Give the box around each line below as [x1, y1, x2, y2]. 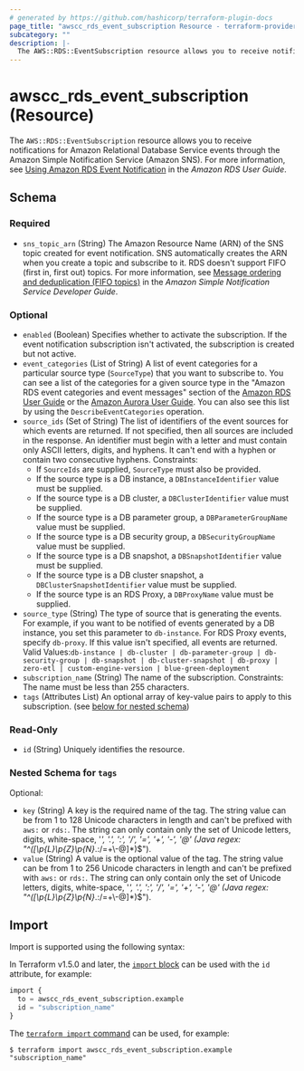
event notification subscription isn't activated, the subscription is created [22, 339, 295, 349]
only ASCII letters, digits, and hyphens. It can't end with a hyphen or [22, 445, 277, 455]
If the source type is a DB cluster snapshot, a [35, 569, 204, 580]
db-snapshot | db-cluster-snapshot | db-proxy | [91, 656, 279, 665]
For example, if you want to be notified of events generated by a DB [22, 617, 275, 629]
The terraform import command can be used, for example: [9, 1028, 230, 1038]
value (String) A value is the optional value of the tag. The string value [22, 853, 283, 864]
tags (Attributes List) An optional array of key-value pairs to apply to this [22, 692, 292, 703]
